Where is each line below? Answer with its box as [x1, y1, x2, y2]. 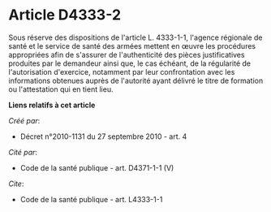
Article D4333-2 [8, 6, 122, 24]
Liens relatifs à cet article [8, 100, 96, 110]
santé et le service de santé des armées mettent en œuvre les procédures [8, 41, 256, 50]
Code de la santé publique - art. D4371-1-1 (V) [19, 162, 174, 172]
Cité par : [8, 147, 38, 157]
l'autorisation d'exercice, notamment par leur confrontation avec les [8, 67, 235, 76]
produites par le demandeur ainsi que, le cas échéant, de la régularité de [8, 58, 252, 68]
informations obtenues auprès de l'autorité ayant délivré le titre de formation [8, 76, 264, 85]
